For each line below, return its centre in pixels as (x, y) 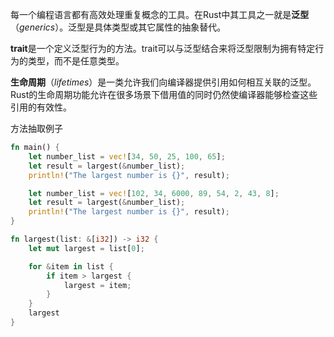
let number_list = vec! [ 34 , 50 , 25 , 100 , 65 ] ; (127, 156)
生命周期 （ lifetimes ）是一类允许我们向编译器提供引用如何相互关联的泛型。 (163, 82)
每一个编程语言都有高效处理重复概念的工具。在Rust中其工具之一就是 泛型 (160, 14)
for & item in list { (71, 266)
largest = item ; (97, 285)
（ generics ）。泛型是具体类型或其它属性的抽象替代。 (118, 27)
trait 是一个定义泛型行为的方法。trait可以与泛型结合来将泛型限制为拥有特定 (163, 48)
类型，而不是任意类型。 (76, 61)
